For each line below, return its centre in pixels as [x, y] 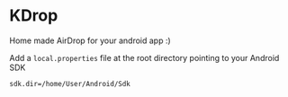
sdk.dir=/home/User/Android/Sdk [70, 84]
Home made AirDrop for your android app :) [90, 40]
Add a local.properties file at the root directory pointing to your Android [144, 57]
